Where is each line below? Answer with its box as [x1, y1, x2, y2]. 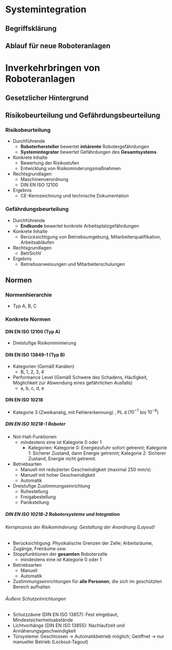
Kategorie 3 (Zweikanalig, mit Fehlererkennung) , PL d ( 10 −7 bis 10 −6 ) [12, 408, 159, 415]
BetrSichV [20, 250, 42, 256]
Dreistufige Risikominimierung [12, 340, 77, 346]
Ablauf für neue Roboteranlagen [5, 41, 111, 50]
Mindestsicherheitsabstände [12, 617, 73, 623]
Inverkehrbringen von [5, 62, 100, 74]
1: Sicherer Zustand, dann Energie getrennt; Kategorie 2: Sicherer [28, 450, 166, 456]
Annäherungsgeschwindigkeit [12, 628, 76, 634]
